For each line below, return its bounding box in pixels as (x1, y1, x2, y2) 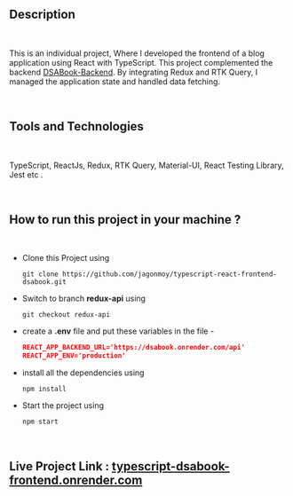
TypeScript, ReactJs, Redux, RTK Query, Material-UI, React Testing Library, (9, 160, 284, 170)
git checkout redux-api (21, 311, 111, 319)
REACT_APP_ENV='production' (21, 351, 126, 360)
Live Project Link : (9, 459, 109, 474)
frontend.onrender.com (9, 472, 143, 487)
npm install (21, 385, 67, 394)
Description (9, 7, 75, 22)
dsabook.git (21, 278, 67, 287)
